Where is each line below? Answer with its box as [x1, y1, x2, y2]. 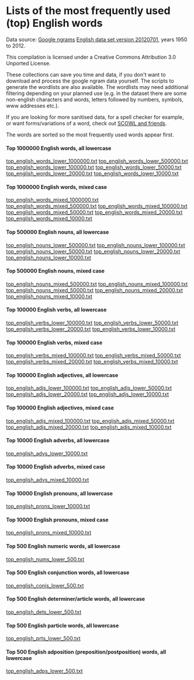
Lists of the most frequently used [6, 4, 171, 18]
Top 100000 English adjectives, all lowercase [6, 371, 119, 378]
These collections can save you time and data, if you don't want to [6, 71, 166, 78]
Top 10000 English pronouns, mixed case [6, 516, 109, 523]
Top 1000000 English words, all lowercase [6, 145, 112, 152]
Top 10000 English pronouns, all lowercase [6, 490, 113, 497]
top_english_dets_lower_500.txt [6, 608, 82, 616]
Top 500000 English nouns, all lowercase [6, 228, 109, 235]
